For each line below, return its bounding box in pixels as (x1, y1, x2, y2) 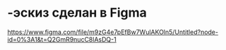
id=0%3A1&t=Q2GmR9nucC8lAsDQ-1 (7, 35, 117, 43)
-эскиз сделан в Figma (7, 5, 147, 21)
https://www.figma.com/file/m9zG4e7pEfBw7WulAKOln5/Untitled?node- (7, 28, 219, 36)
